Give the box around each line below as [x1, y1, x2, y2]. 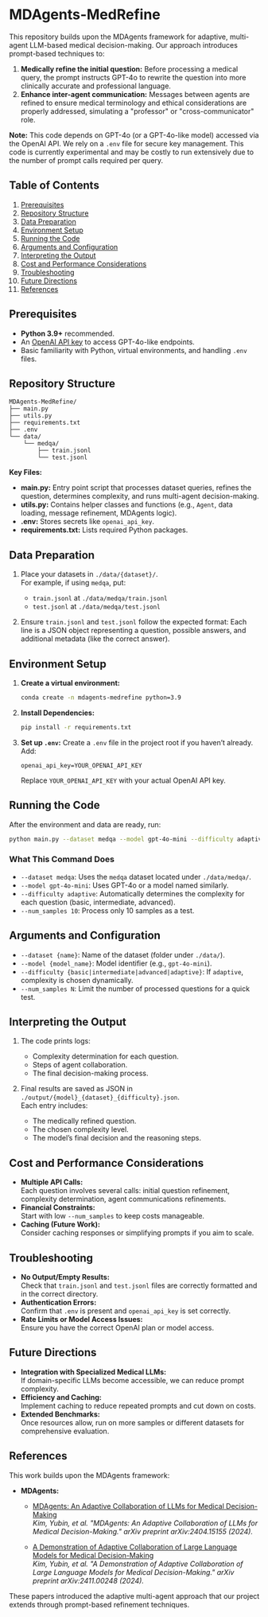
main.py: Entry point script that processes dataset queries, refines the [20, 483, 252, 492]
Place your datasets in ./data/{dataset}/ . [20, 569, 158, 579]
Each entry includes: [20, 1101, 88, 1110]
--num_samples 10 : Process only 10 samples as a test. [20, 905, 195, 915]
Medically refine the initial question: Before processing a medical [20, 64, 239, 73]
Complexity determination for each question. [32, 1051, 179, 1061]
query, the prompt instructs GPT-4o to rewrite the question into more [20, 72, 247, 82]
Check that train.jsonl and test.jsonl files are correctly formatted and [20, 1281, 258, 1290]
